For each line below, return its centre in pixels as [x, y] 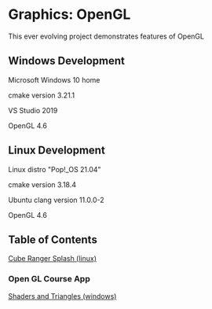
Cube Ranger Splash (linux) [52, 259]
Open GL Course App [49, 279]
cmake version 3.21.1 [42, 95]
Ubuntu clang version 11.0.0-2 [56, 200]
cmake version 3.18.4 [42, 184]
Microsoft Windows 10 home [54, 79]
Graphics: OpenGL [69, 15]
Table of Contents [53, 239]
